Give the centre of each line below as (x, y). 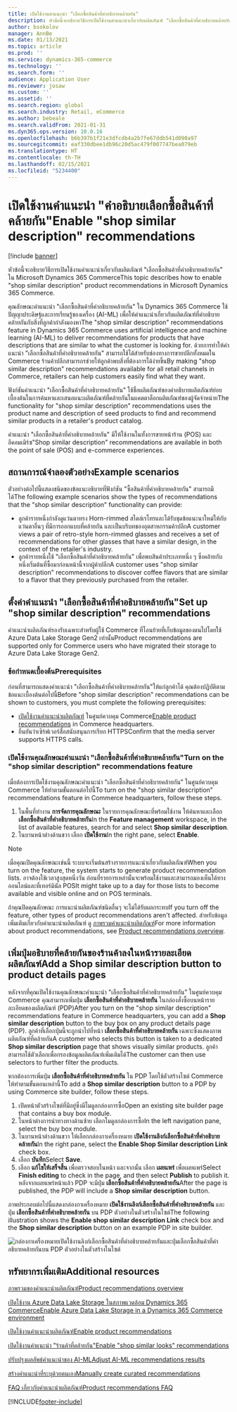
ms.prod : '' (25, 53)
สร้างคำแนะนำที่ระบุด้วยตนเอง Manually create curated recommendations (104, 1374)
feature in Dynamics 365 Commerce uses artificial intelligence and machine (117, 330)
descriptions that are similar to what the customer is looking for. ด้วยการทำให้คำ (119, 345)
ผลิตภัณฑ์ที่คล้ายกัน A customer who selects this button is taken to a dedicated (115, 1039)
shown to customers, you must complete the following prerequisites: (107, 702)
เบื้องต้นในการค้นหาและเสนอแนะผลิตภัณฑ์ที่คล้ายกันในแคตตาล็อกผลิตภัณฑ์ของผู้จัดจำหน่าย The (118, 397)
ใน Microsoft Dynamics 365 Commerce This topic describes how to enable (115, 277)
